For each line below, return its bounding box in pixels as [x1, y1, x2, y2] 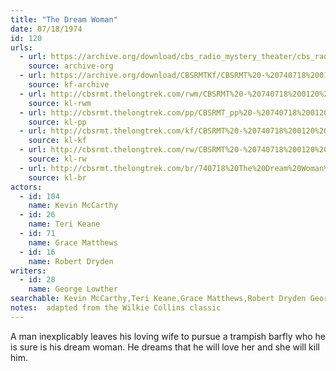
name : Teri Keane [28, 219, 101, 230]
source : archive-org [28, 61, 114, 71]
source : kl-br [28, 172, 87, 183]
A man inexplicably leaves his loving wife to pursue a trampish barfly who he [10, 330, 326, 342]
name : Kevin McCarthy [28, 201, 118, 211]
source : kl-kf [28, 136, 87, 146]
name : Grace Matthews [28, 237, 118, 248]
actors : [10, 182, 43, 192]
